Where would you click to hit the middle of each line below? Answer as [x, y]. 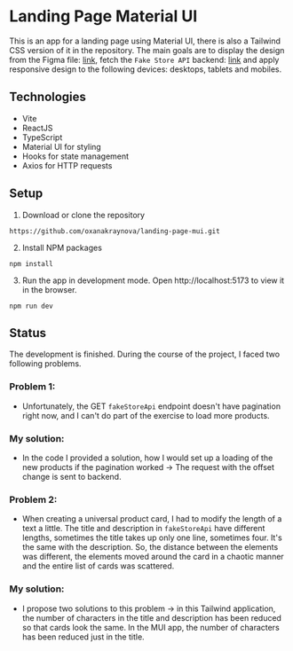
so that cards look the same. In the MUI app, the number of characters [150, 627]
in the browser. [49, 289]
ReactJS [37, 128]
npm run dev [31, 306]
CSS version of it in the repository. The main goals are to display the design [147, 50]
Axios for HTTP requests [67, 165]
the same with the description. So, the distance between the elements [150, 547]
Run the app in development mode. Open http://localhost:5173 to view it [153, 280]
